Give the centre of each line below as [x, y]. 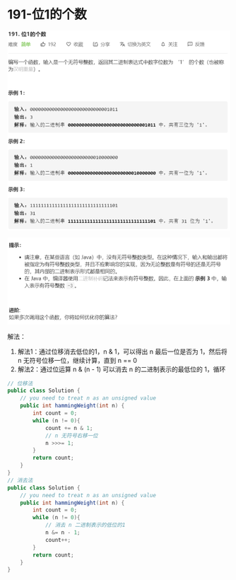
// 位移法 [20, 383]
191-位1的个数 [47, 14]
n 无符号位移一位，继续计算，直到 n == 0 [77, 360]
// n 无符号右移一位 [71, 436]
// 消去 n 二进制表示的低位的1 [85, 525]
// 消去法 [20, 480]
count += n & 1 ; [69, 428]
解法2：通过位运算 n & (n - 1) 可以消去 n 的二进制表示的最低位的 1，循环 [122, 369]
